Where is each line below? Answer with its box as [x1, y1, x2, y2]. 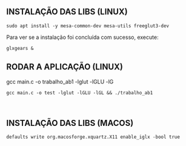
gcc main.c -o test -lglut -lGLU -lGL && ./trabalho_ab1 [6, 89, 153, 96]
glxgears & [6, 45, 34, 51]
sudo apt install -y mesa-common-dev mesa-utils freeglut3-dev [6, 23, 170, 29]
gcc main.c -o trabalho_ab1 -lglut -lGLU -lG [6, 78, 114, 85]
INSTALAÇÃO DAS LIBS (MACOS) [6, 118, 134, 128]
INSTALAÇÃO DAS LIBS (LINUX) [6, 7, 128, 17]
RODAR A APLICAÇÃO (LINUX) [6, 62, 123, 72]
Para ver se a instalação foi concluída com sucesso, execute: [6, 33, 159, 41]
